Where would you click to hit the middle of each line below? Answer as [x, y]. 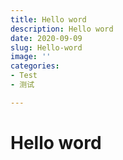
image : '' [31, 57]
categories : [35, 66]
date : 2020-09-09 [46, 38]
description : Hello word [62, 29]
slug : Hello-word [46, 47]
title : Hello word [48, 19]
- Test [24, 76]
